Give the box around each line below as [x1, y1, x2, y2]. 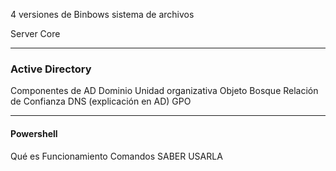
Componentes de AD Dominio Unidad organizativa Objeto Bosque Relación [10, 85, 319, 97]
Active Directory [10, 62, 92, 76]
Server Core [10, 28, 61, 39]
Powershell [10, 127, 58, 139]
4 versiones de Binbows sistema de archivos [10, 9, 195, 20]
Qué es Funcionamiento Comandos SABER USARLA [10, 150, 223, 162]
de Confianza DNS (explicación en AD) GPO [10, 95, 192, 108]
